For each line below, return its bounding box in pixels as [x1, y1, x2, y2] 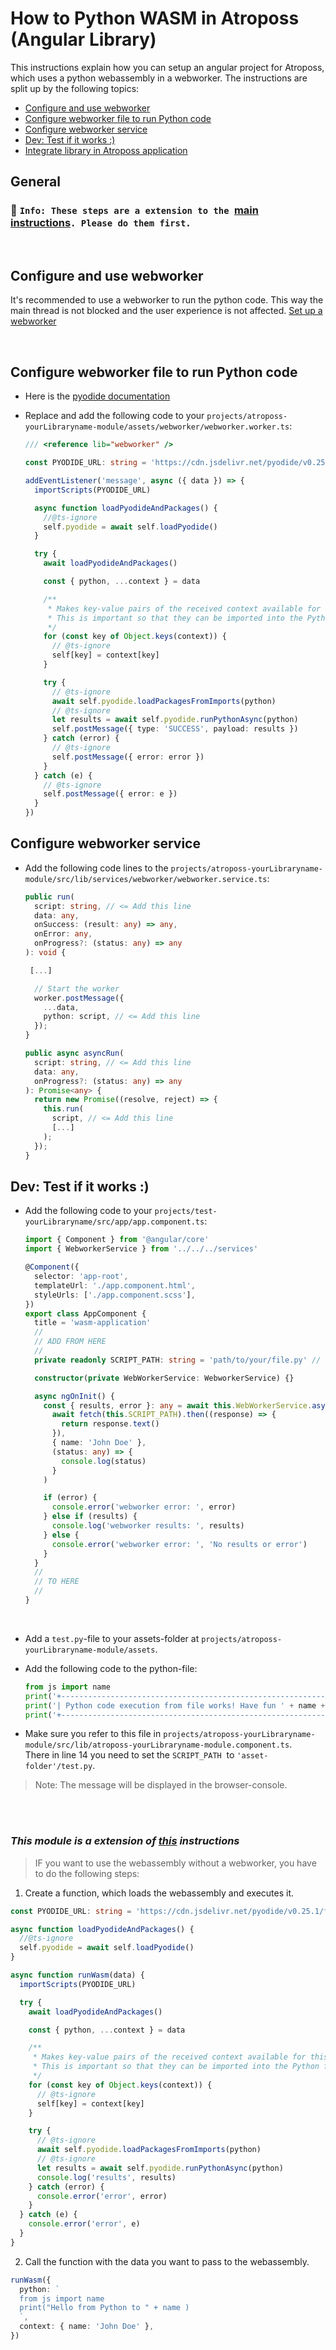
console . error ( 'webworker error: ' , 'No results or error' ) [51, 1539, 308, 1549]
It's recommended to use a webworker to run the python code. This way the [10, 294, 324, 306]
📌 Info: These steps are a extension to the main [10, 203, 259, 217]
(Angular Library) [10, 28, 157, 51]
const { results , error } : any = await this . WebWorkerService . [43, 1400, 313, 1411]
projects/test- [154, 1207, 218, 1217]
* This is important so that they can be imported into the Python [32, 2062, 320, 2072]
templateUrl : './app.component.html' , [34, 1280, 196, 1291]
